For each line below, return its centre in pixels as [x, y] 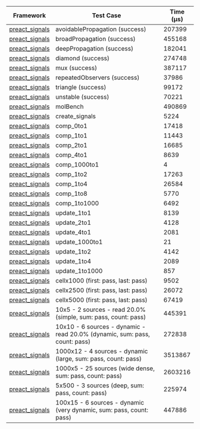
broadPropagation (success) [96, 39]
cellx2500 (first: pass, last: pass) [101, 290]
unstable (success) [82, 97]
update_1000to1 [79, 242]
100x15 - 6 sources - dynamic [100, 403]
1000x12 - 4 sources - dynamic [102, 351]
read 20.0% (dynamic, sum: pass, [103, 334]
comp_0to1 [71, 126]
